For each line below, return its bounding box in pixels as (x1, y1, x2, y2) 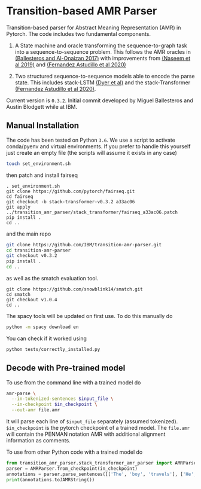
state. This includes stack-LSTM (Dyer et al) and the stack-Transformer (14, 79, 191, 86)
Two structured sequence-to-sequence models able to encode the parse (14, 72, 195, 80)
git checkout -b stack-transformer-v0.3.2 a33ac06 (6, 198, 135, 204)
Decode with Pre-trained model (6, 363, 126, 373)
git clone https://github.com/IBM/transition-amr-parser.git (6, 242, 162, 247)
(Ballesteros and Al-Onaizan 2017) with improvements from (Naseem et (14, 54, 191, 62)
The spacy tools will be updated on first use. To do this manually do (6, 313, 173, 319)
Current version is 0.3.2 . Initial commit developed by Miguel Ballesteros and (6, 97, 193, 104)
